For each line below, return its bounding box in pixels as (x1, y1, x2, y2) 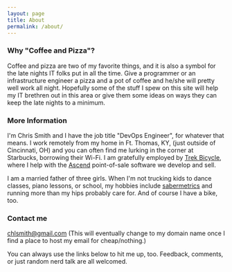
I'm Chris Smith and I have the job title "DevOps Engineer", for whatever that (7, 131, 224, 139)
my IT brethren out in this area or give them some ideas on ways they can (7, 91, 217, 99)
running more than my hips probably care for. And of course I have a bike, (7, 188, 218, 197)
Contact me (7, 213, 48, 223)
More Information (7, 116, 67, 125)
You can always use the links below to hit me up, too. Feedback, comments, (7, 250, 224, 258)
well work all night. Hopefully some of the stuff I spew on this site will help (7, 84, 219, 92)
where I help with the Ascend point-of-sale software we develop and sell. (7, 161, 216, 169)
